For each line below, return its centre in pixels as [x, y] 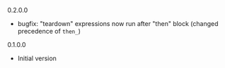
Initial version [37, 58]
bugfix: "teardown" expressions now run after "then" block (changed [118, 23]
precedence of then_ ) [49, 31]
